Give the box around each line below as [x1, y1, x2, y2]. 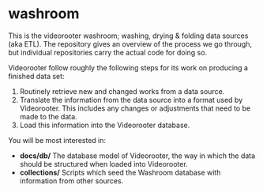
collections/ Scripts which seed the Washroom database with [19, 168, 221, 177]
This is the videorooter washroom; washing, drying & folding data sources [8, 31, 249, 40]
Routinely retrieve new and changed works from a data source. [19, 86, 225, 96]
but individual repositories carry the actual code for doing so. [8, 47, 208, 57]
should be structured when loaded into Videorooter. [19, 159, 188, 168]
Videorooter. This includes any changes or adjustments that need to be [19, 104, 251, 113]
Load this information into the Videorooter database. [19, 120, 190, 130]
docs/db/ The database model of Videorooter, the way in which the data [19, 151, 256, 160]
